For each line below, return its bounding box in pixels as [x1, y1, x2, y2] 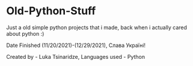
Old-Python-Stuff [6, 4, 96, 18]
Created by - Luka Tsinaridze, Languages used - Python [6, 53, 146, 60]
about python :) [6, 30, 44, 37]
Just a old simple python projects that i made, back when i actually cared [6, 24, 188, 31]
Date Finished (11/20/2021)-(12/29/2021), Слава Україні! [6, 42, 146, 49]
